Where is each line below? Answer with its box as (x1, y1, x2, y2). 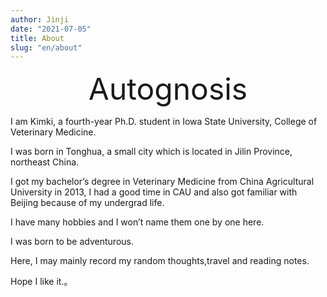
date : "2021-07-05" (10, 24, 92, 34)
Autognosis (88, 70, 248, 108)
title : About (10, 33, 65, 43)
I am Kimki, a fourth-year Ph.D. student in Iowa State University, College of (10, 116, 318, 128)
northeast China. (10, 156, 80, 168)
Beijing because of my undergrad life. (10, 197, 165, 209)
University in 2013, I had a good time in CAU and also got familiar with (10, 186, 298, 198)
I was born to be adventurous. (10, 236, 134, 248)
